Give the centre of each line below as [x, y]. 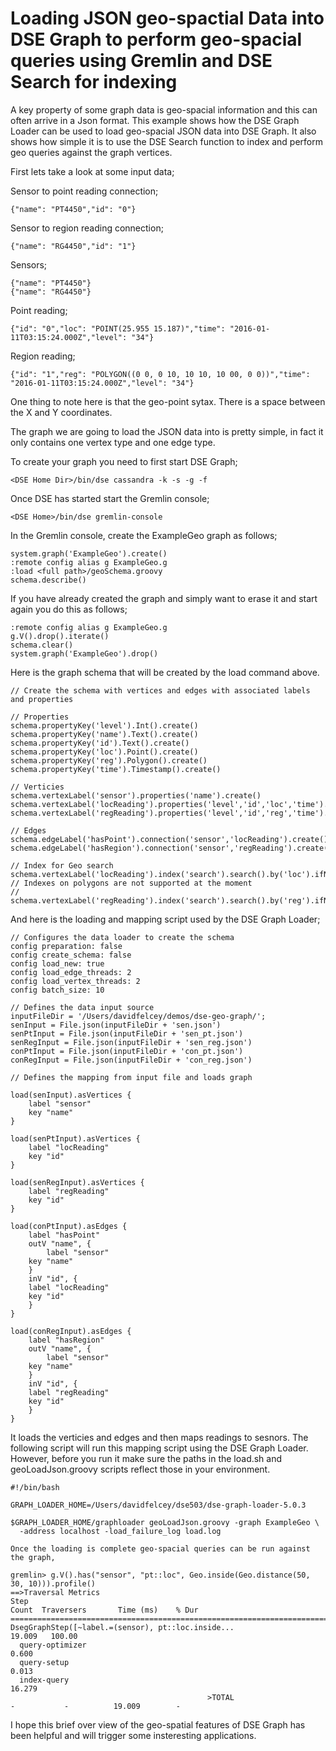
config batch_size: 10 [57, 990]
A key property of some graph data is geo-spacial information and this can [164, 109]
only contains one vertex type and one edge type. [113, 442]
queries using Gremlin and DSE [141, 61]
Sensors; [29, 264]
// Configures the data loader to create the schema [122, 937]
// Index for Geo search [62, 865]
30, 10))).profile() [53, 1583]
